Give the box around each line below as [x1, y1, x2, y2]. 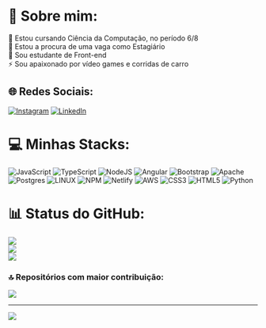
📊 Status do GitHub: [8, 204, 145, 223]
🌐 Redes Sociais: [8, 85, 93, 98]
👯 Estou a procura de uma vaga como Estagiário [8, 41, 165, 51]
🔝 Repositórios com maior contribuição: [8, 271, 165, 282]
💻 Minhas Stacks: [8, 135, 131, 153]
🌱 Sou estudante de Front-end [8, 50, 107, 59]
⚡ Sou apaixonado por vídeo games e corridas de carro [8, 59, 189, 68]
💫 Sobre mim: [8, 7, 98, 25]
